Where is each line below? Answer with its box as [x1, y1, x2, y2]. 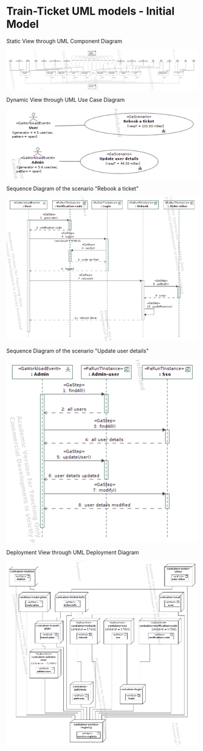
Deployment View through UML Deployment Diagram [6, 549, 139, 556]
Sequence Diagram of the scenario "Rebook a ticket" [6, 185, 139, 193]
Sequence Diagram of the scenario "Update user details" [6, 347, 149, 355]
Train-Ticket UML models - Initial [6, 4, 175, 18]
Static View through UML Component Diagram [6, 37, 123, 44]
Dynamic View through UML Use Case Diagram [6, 96, 125, 103]
